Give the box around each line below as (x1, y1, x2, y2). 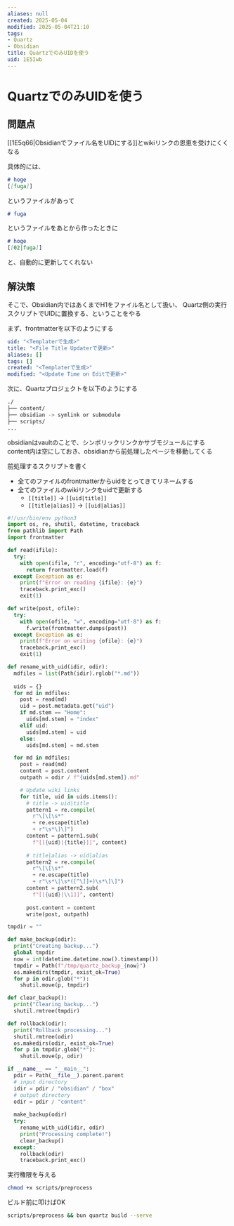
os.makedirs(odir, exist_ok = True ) (13, 1040, 115, 1047)
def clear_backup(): (7, 994, 68, 1001)
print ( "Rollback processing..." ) (13, 1027, 112, 1034)
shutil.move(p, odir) (20, 1053, 83, 1060)
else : (20, 735, 37, 742)
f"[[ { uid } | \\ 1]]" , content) (32, 891, 115, 898)
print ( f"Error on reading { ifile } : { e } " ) (20, 579, 143, 586)
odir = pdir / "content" (13, 1098, 86, 1105)
